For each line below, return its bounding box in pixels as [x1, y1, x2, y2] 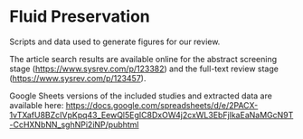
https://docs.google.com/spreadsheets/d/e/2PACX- [65, 99, 259, 110]
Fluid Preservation [9, 6, 151, 27]
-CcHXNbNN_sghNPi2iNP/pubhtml [9, 119, 139, 130]
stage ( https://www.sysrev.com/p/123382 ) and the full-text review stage [9, 63, 279, 74]
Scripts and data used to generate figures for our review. [9, 36, 221, 47]
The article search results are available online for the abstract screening [9, 53, 278, 64]
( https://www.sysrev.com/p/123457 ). [9, 72, 147, 83]
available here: [9, 99, 64, 110]
